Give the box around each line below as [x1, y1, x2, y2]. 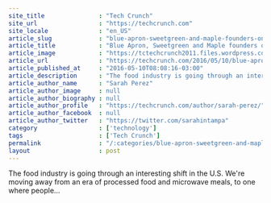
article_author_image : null [8, 86, 121, 95]
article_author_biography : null [8, 94, 121, 102]
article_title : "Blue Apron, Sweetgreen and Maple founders [8, 42, 258, 50]
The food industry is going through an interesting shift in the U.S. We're [8, 168, 245, 178]
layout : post [8, 147, 121, 155]
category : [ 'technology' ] [8, 124, 157, 132]
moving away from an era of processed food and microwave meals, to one [8, 177, 256, 187]
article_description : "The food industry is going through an [8, 72, 244, 80]
